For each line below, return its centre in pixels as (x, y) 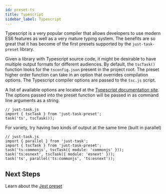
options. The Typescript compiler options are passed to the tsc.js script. (80, 80)
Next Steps (23, 174)
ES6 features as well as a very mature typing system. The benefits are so (80, 38)
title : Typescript (24, 14)
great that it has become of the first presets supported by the (68, 44)
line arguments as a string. (32, 100)
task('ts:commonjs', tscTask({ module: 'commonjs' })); (64, 150)
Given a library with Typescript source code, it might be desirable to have (81, 59)
